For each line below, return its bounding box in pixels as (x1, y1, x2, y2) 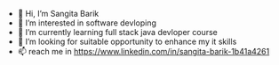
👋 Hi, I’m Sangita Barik (17, 9, 100, 18)
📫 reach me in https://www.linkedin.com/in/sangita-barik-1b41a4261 (17, 47, 270, 56)
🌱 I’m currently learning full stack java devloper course (17, 27, 218, 37)
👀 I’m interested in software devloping (17, 18, 157, 28)
